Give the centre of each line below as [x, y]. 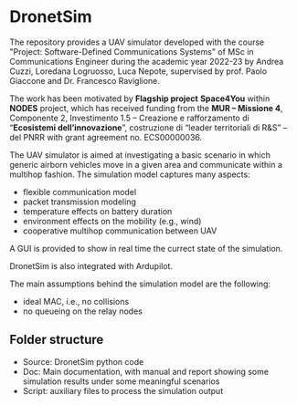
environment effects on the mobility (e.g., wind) [112, 221]
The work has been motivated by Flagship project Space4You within [140, 99]
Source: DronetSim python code [83, 361]
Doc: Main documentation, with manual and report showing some [146, 371]
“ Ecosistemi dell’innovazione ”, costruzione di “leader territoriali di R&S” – [148, 127]
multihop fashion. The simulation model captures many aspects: [130, 174]
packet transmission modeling [80, 202]
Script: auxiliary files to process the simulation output [123, 390]
